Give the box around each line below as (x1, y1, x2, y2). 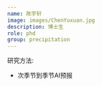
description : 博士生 (7, 23, 64, 30)
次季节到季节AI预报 (17, 71, 73, 80)
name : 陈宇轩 (7, 10, 42, 17)
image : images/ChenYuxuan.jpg (7, 17, 96, 24)
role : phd (7, 29, 36, 37)
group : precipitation (7, 36, 71, 43)
